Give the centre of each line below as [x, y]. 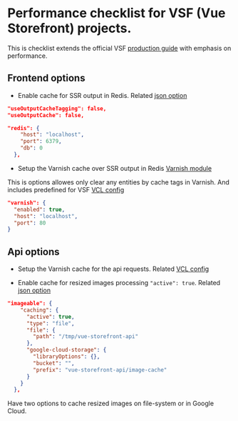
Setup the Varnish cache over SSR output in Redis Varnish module [115, 168]
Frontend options [46, 78]
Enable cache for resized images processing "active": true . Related [119, 283]
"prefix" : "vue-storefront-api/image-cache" [100, 370]
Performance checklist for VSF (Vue [117, 13]
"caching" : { [40, 310]
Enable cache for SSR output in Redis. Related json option [102, 95]
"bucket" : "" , [54, 363]
